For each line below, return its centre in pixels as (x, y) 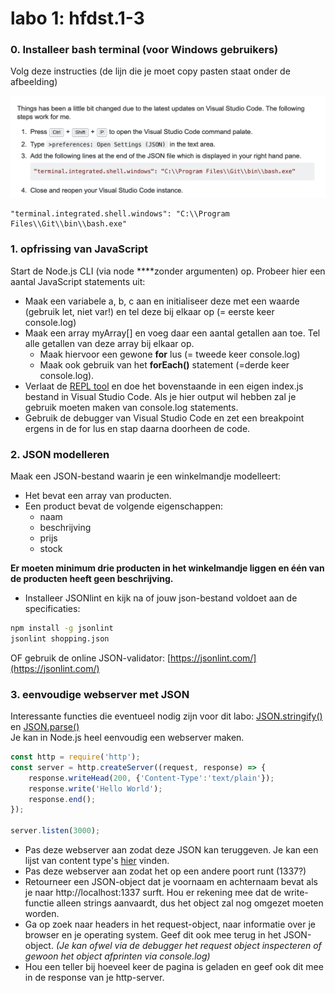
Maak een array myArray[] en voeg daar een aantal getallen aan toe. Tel (172, 333)
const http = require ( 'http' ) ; (75, 757)
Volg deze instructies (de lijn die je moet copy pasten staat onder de (150, 71)
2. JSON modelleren (60, 454)
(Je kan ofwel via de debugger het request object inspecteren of (188, 946)
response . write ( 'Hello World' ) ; (95, 788)
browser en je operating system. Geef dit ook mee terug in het (153, 935)
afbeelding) (34, 82)
